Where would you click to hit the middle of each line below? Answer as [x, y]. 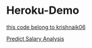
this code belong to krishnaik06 [46, 27]
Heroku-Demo [43, 10]
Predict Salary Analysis [35, 38]
